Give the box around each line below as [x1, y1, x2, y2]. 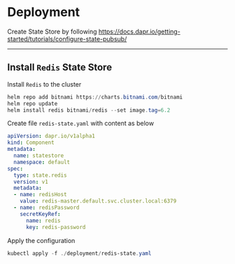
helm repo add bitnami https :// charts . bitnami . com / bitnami [7, 94, 183, 101]
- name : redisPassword [13, 204, 80, 211]
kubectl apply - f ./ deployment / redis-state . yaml [7, 249, 152, 257]
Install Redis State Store [7, 61, 113, 73]
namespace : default [13, 159, 71, 166]
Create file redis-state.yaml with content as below [7, 119, 155, 128]
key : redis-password [25, 223, 86, 230]
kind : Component [7, 139, 55, 147]
